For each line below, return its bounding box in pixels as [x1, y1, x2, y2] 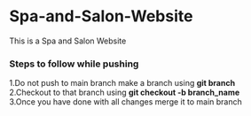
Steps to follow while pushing [9, 58, 139, 70]
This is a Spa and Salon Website [9, 35, 127, 46]
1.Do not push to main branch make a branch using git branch [9, 78, 236, 89]
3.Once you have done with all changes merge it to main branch [9, 97, 242, 107]
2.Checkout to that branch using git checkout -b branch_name [9, 87, 240, 98]
